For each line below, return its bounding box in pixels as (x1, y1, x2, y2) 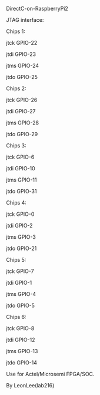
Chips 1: (6, 28, 25, 35)
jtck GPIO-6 (6, 153, 35, 160)
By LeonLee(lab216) (6, 382, 55, 389)
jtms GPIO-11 (6, 176, 37, 183)
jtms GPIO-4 (6, 291, 36, 297)
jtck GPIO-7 (6, 268, 34, 275)
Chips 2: (6, 85, 26, 92)
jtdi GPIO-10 (6, 165, 35, 172)
